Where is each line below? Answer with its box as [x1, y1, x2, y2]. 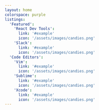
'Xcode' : [14, 87, 32, 93]
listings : [5, 17, 26, 22]
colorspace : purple [5, 12, 46, 17]
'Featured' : [9, 21, 35, 27]
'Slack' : [14, 41, 32, 46]
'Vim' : [14, 59, 28, 64]
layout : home [5, 7, 32, 13]
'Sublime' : [14, 74, 37, 79]
